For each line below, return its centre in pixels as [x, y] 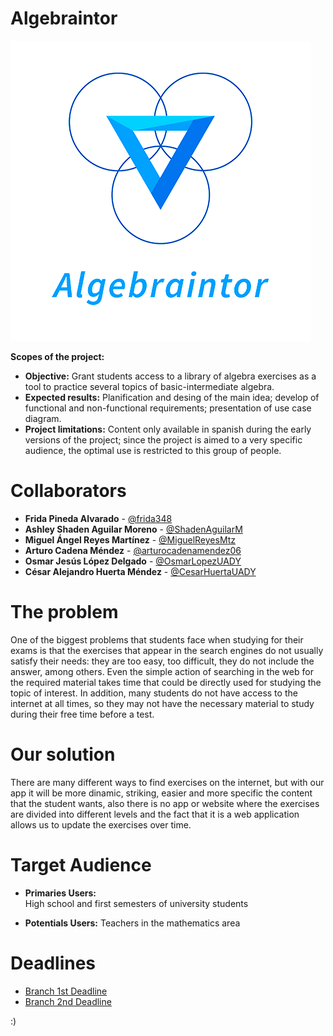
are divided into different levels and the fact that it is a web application [155, 814]
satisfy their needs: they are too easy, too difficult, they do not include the [162, 661]
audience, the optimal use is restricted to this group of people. [153, 450]
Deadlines [53, 963]
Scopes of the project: [57, 356]
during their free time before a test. [82, 714]
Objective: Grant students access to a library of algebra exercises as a [170, 376]
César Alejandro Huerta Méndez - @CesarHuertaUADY [140, 571]
